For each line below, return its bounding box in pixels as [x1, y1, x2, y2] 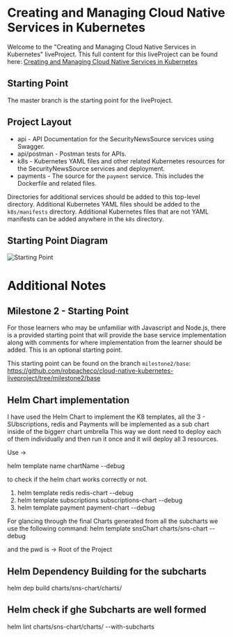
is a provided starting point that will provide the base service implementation [7, 331, 227, 339]
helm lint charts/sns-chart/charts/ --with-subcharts [7, 622, 155, 631]
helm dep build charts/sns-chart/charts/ [7, 584, 122, 592]
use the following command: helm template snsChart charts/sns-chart [7, 524, 208, 533]
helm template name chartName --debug [7, 462, 125, 470]
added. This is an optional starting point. [7, 346, 123, 354]
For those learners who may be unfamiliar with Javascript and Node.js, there [7, 323, 227, 332]
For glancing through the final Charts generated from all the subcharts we [7, 517, 218, 526]
